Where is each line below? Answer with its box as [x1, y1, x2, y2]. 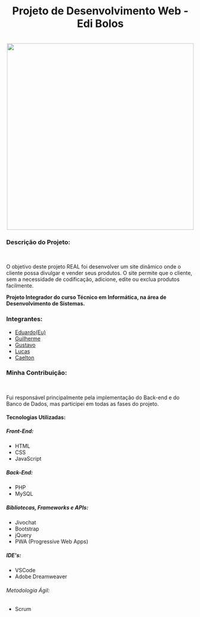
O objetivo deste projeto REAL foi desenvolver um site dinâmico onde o [6, 263, 181, 270]
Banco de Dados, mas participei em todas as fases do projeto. [6, 400, 159, 407]
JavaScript [14, 455, 42, 462]
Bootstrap [14, 525, 39, 532]
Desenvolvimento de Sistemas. [6, 300, 85, 307]
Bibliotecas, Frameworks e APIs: [6, 504, 88, 511]
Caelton [14, 354, 35, 361]
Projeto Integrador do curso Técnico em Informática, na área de [6, 294, 167, 301]
